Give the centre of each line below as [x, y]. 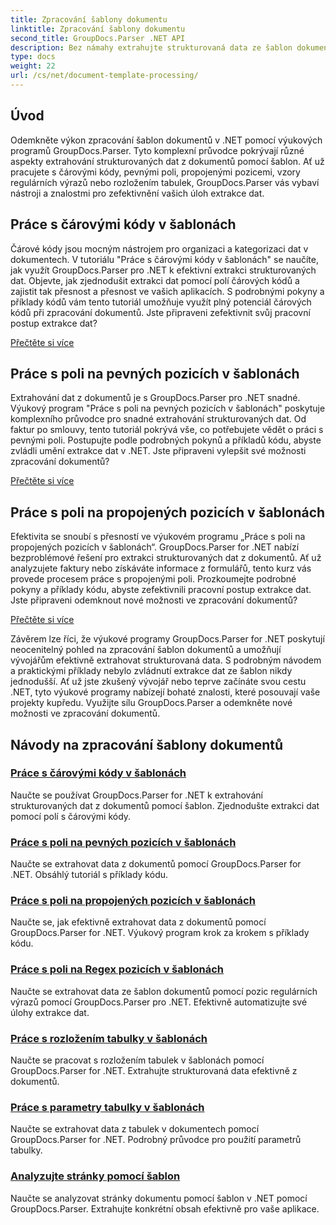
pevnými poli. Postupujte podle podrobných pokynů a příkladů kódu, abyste [166, 440]
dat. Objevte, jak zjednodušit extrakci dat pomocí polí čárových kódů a [155, 280]
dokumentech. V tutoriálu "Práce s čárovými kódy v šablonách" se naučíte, [164, 259]
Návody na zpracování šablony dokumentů [147, 744]
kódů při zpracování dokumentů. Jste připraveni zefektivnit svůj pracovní [160, 312]
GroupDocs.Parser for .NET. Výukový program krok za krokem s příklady [160, 933]
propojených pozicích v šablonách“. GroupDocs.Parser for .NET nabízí [155, 547]
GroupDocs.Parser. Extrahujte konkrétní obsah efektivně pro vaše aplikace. [165, 1208]
